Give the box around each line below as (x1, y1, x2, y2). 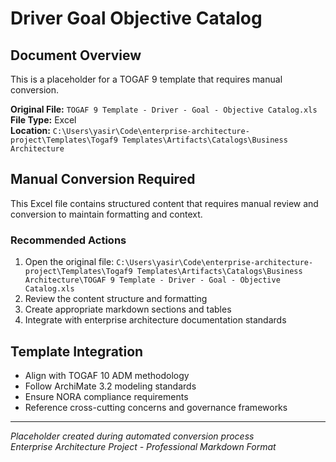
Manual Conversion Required (10, 171, 196, 188)
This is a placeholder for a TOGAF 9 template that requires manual (10, 73, 283, 85)
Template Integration (10, 343, 144, 360)
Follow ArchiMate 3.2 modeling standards (24, 380, 197, 392)
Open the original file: (24, 256, 115, 268)
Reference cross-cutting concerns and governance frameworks (24, 401, 288, 413)
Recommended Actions (10, 233, 127, 247)
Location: (10, 125, 51, 136)
